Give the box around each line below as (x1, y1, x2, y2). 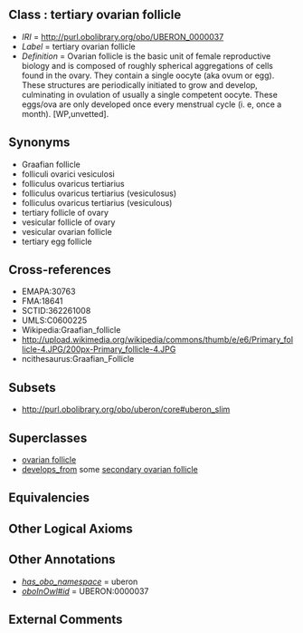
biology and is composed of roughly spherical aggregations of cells (21, 60, 273, 71)
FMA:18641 (21, 296, 63, 307)
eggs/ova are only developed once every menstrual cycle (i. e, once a (21, 99, 282, 110)
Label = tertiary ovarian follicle (21, 41, 137, 52)
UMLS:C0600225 (21, 315, 88, 326)
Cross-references (8, 262, 112, 278)
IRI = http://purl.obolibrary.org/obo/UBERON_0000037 (21, 31, 224, 42)
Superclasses (8, 430, 88, 445)
